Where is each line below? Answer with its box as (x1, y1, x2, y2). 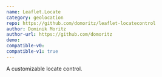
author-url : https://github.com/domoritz (6, 32, 113, 38)
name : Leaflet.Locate (6, 8, 61, 15)
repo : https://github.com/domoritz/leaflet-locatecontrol (6, 20, 156, 26)
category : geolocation (6, 15, 64, 21)
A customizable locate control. (6, 65, 83, 72)
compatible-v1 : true (6, 49, 59, 55)
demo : (6, 37, 20, 43)
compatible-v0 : (6, 43, 45, 49)
